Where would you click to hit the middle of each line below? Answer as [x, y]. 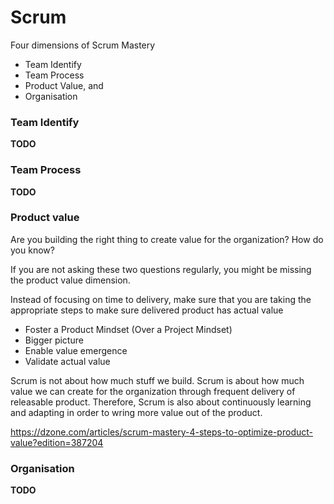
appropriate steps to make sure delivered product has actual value [147, 310]
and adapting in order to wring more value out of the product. [136, 412]
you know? [32, 250]
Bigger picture [54, 340]
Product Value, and [64, 85]
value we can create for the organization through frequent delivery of [153, 391]
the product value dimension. [70, 280]
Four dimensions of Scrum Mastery [83, 45]
